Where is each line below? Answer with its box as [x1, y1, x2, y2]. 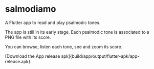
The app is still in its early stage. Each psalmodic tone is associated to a [5, 29, 150, 35]
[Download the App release [5, 53, 60, 59]
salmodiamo [5, 3, 56, 15]
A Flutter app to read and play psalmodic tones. [5, 20, 101, 25]
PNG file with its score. [5, 34, 51, 40]
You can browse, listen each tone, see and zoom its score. [5, 44, 123, 49]
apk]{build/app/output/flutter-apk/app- [61, 53, 140, 59]
